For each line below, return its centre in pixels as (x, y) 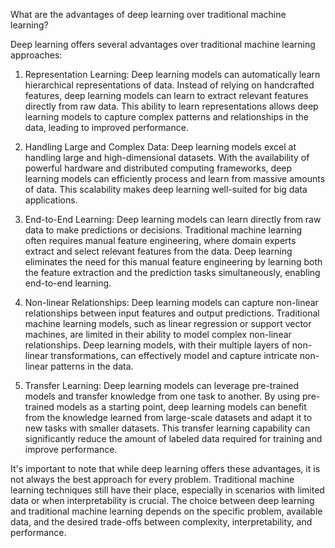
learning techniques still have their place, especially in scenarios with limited (167, 490)
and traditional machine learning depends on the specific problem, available (166, 511)
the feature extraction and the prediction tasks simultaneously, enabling (172, 272)
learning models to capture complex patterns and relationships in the (166, 117)
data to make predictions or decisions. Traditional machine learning (163, 230)
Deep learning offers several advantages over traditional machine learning (163, 44)
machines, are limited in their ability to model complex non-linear (158, 334)
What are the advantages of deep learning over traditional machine (148, 14)
